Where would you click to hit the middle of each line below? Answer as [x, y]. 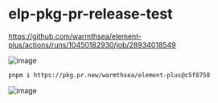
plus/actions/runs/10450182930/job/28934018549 [92, 44]
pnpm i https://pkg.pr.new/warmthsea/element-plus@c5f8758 [109, 75]
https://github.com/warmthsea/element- [75, 36]
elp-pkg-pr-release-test [90, 14]
